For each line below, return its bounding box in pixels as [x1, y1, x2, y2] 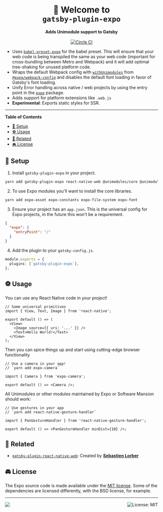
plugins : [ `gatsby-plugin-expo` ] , [9, 261, 79, 266]
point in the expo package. [12, 90, 65, 95]
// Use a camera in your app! [5, 361, 66, 366]
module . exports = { [5, 257, 45, 262]
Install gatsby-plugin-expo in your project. [12, 170, 96, 176]
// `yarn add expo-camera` [5, 366, 60, 371]
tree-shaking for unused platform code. [12, 64, 91, 70]
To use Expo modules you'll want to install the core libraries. [12, 188, 132, 194]
